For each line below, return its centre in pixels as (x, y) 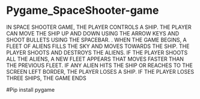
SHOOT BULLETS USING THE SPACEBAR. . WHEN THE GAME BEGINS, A (97, 40)
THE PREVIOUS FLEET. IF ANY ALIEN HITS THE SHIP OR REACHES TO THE (100, 65)
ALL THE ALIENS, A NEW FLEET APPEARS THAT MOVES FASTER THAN (95, 59)
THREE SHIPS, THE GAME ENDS (46, 78)
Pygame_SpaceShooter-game (83, 10)
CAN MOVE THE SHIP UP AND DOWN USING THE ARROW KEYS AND (92, 33)
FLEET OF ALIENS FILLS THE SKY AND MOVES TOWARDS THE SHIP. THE (98, 46)
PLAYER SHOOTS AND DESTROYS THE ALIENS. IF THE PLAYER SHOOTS (97, 52)
